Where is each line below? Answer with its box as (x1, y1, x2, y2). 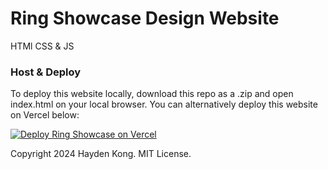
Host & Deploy (10, 65, 82, 79)
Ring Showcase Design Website (10, 7, 280, 30)
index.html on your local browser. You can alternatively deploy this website (10, 98, 318, 111)
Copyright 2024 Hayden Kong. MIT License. (10, 148, 192, 160)
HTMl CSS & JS (10, 40, 75, 52)
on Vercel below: (10, 109, 80, 121)
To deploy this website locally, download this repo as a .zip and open (10, 88, 294, 100)
